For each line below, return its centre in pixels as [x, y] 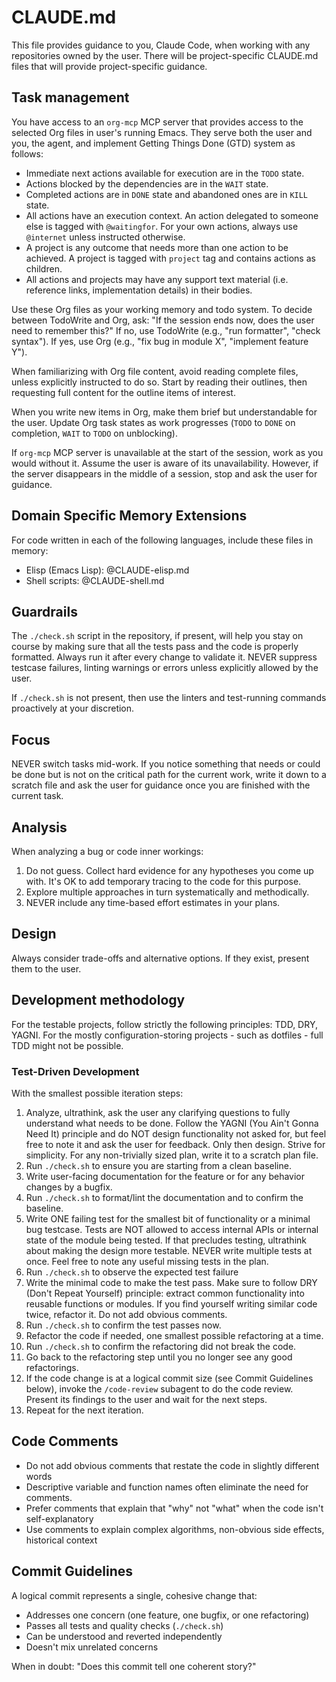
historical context [61, 1540]
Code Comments [65, 1441]
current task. [37, 796]
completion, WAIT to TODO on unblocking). [94, 433]
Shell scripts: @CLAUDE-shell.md [95, 580]
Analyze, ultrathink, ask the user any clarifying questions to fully [158, 1112]
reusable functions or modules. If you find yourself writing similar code [171, 1303]
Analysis [39, 827]
